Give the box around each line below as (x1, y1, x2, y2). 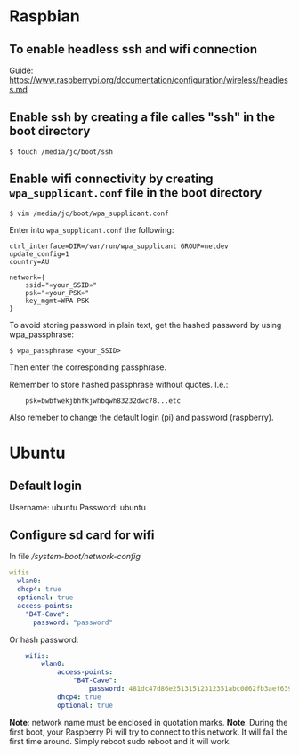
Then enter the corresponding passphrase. (9, 362, 167, 373)
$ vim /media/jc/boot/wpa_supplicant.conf (9, 209, 169, 218)
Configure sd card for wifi (9, 527, 155, 543)
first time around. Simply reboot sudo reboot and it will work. (9, 735, 231, 746)
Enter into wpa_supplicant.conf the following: (9, 224, 174, 235)
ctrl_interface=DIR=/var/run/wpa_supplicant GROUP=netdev (9, 242, 229, 251)
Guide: (9, 65, 34, 76)
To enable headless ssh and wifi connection (9, 42, 258, 57)
